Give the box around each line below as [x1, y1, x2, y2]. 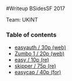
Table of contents [6, 30, 57, 38]
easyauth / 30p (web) [14, 44, 67, 51]
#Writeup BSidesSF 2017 [6, 5, 66, 12]
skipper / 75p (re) [14, 62, 56, 69]
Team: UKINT [6, 16, 38, 23]
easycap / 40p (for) [14, 69, 62, 76]
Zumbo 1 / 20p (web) [14, 50, 65, 57]
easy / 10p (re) [14, 57, 49, 64]
